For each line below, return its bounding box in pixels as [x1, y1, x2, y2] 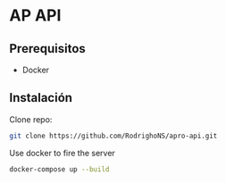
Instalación [9, 90, 73, 105]
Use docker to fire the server [9, 147, 116, 158]
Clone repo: [9, 113, 53, 125]
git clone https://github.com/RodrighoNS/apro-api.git [9, 131, 218, 140]
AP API [9, 5, 62, 26]
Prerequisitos [9, 41, 87, 56]
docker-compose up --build [9, 164, 110, 174]
